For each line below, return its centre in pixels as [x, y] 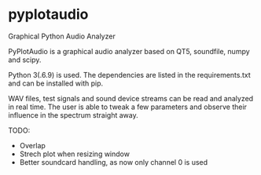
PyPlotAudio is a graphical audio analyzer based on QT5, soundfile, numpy [129, 51]
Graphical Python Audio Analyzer [62, 36]
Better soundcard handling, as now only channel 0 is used [114, 162]
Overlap [32, 145]
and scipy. [25, 60]
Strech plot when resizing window [74, 154]
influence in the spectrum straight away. [74, 115]
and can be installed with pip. [56, 83]
